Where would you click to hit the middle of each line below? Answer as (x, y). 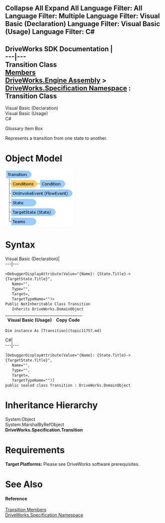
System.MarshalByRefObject (35, 425)
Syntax (20, 245)
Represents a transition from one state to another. (56, 138)
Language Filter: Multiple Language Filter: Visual (82, 16)
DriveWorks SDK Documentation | (59, 49)
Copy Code (68, 320)
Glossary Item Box (24, 129)
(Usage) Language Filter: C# (50, 32)
